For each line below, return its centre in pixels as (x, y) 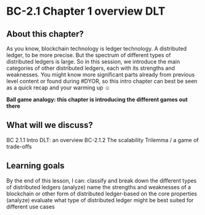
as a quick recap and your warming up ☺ (58, 88)
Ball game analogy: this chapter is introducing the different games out (97, 100)
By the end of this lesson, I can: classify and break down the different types (102, 180)
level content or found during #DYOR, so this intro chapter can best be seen (102, 81)
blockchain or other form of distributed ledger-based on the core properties (102, 194)
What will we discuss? (50, 125)
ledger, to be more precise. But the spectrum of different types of (89, 55)
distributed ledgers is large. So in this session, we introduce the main (93, 62)
